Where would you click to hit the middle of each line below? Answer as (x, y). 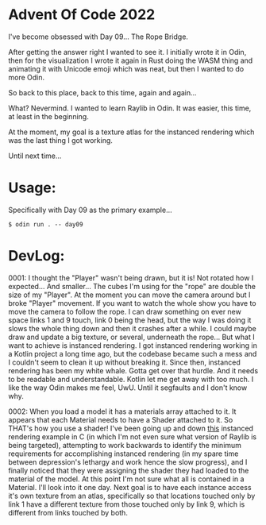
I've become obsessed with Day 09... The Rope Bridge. (98, 37)
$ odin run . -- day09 (46, 224)
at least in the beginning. (48, 116)
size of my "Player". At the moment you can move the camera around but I (129, 295)
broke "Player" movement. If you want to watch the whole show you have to (132, 303)
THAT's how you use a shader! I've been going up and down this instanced (131, 428)
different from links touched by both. (68, 512)
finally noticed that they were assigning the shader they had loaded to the (129, 470)
